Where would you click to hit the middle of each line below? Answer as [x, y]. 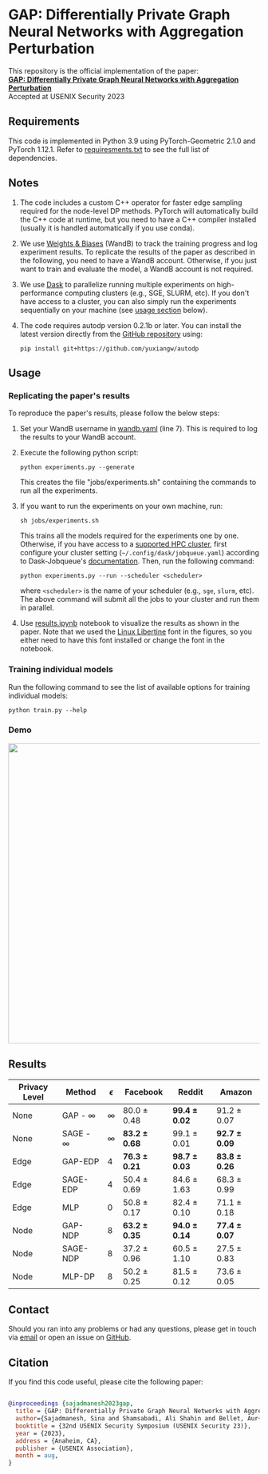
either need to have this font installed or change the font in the [122, 640]
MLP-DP [79, 1276]
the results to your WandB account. [78, 437]
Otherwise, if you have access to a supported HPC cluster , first [123, 544]
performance [41, 293]
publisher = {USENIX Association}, [75, 1448]
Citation [29, 1362]
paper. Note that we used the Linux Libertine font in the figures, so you [136, 632]
